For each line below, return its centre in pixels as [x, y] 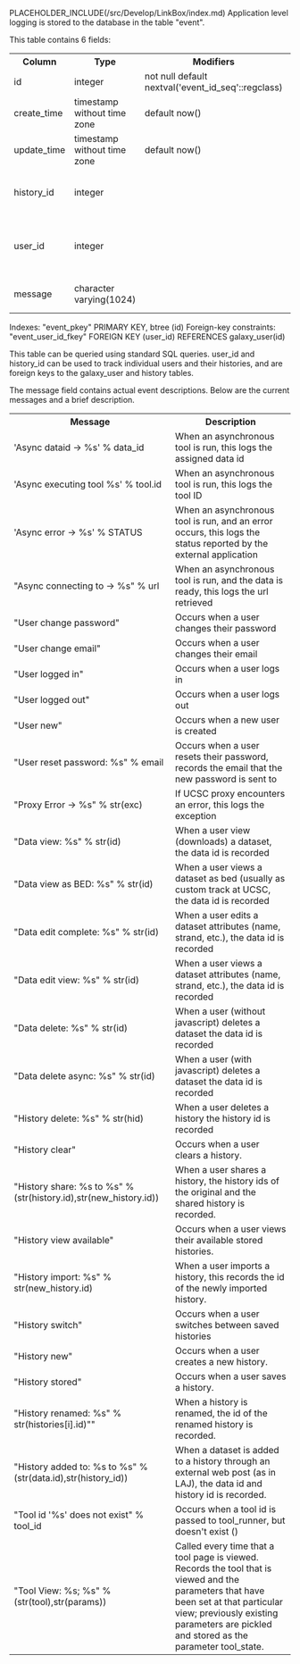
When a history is [212, 1402]
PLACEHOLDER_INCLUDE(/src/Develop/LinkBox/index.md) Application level [149, 13]
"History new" [43, 1356]
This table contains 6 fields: [60, 40]
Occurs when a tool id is [226, 1509]
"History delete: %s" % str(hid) [79, 1118]
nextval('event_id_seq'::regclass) [213, 87]
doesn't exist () [207, 1531]
